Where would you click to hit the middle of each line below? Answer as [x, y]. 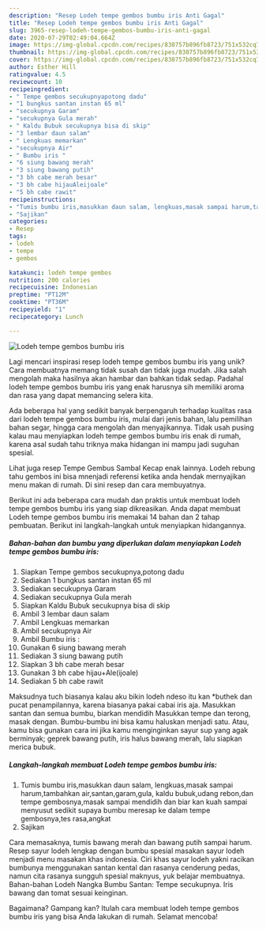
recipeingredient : [39, 89]
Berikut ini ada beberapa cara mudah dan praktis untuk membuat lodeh [125, 500]
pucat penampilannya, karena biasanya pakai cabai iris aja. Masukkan [122, 704]
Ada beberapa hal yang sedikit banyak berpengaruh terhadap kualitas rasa [130, 410]
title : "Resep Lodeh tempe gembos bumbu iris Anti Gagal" [106, 23]
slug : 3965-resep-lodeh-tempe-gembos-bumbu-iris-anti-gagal [110, 30]
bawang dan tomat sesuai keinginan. [69, 893]
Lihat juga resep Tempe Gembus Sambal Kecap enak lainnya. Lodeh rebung [132, 468]
